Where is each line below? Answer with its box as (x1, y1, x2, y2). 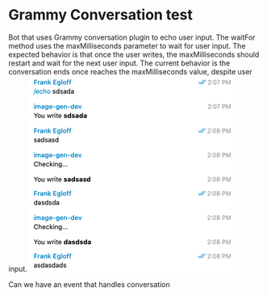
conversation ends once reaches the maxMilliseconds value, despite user (8, 66, 252, 76)
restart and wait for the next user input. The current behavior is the (8, 58, 231, 68)
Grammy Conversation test (8, 6, 194, 24)
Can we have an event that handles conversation (8, 279, 171, 289)
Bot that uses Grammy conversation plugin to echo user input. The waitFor (8, 32, 256, 42)
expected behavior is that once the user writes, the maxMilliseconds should (8, 49, 260, 59)
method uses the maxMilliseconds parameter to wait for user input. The (8, 40, 246, 50)
